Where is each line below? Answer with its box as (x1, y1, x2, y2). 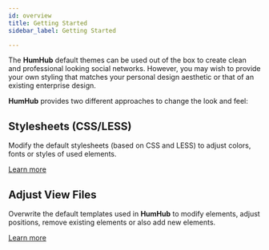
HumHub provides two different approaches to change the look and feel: (8, 97, 248, 106)
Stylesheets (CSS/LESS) (8, 119, 132, 133)
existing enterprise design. (8, 81, 96, 90)
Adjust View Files (8, 188, 98, 201)
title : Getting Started (8, 19, 88, 27)
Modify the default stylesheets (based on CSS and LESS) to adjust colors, (8, 141, 251, 150)
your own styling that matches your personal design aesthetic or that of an (8, 73, 255, 82)
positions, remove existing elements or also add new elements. (8, 217, 216, 227)
